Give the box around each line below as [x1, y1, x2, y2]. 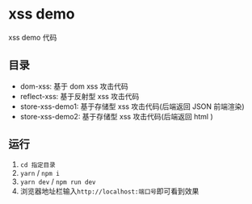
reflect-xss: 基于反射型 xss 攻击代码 [19, 91, 140, 101]
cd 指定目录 [19, 160, 56, 169]
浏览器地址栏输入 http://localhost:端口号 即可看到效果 [19, 186, 199, 196]
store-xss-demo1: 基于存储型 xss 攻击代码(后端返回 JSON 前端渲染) [19, 102, 245, 111]
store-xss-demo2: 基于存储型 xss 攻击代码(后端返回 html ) [19, 111, 214, 121]
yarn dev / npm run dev [19, 177, 96, 186]
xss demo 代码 [8, 32, 57, 42]
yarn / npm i [19, 168, 61, 177]
